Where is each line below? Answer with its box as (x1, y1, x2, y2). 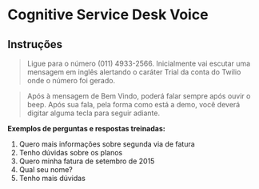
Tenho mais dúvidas (18, 174, 86, 183)
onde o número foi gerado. (26, 76, 116, 85)
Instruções (7, 38, 63, 51)
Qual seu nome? (18, 165, 73, 174)
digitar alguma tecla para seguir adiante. (26, 108, 161, 118)
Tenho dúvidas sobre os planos (18, 148, 123, 157)
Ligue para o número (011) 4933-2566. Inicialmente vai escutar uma (26, 58, 251, 68)
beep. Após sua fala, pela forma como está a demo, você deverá (26, 100, 241, 109)
